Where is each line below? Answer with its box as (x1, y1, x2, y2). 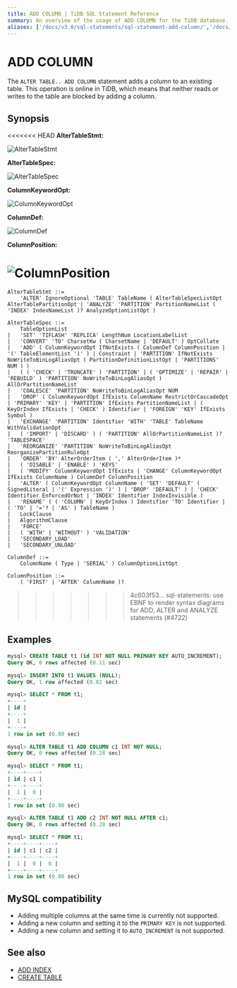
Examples (7, 634, 51, 646)
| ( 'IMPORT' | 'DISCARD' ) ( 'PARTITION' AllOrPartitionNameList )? (7, 431, 222, 438)
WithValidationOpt (7, 425, 61, 432)
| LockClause (7, 511, 52, 518)
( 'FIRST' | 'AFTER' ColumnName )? (20, 579, 125, 586)
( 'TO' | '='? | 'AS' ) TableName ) (7, 505, 115, 512)
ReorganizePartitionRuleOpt (7, 449, 90, 456)
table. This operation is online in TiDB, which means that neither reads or (7, 85, 219, 93)
